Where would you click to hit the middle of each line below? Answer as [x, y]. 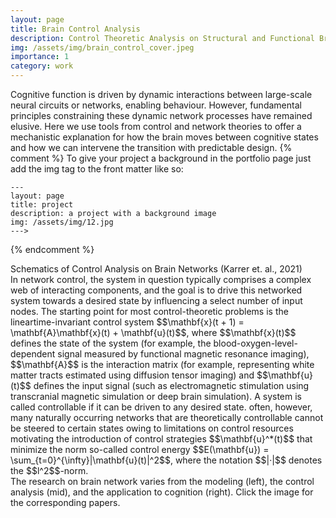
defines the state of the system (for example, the [111, 343]
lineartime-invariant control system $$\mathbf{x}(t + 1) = [127, 322]
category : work [42, 66]
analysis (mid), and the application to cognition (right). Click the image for [162, 492]
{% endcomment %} [52, 249]
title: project [42, 205]
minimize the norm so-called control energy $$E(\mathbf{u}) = [140, 449]
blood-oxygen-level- [255, 343]
